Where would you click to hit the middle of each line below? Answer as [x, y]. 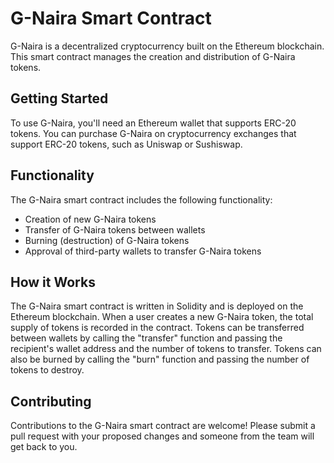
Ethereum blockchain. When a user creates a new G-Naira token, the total [162, 317]
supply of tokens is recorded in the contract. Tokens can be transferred [157, 328]
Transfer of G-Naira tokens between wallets [115, 229]
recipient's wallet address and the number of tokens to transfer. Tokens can [166, 349]
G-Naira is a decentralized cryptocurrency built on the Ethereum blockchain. [167, 46]
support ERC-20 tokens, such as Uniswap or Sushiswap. [126, 144]
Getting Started [59, 98]
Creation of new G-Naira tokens [90, 219]
